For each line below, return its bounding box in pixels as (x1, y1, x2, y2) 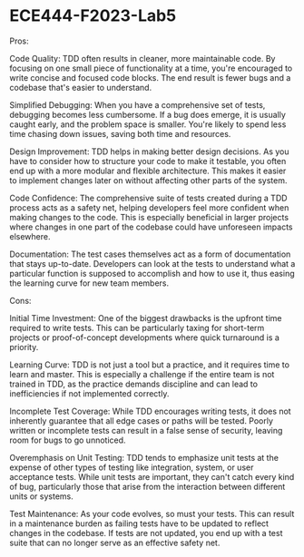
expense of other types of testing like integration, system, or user (9, 462, 254, 473)
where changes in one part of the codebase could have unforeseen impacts (9, 221, 293, 232)
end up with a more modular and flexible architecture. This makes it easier (9, 165, 287, 176)
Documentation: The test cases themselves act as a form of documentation (9, 249, 291, 259)
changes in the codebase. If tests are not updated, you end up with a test (9, 527, 283, 538)
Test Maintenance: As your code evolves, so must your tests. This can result (9, 508, 295, 519)
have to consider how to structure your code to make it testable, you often (9, 155, 287, 166)
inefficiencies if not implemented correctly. (9, 387, 170, 399)
